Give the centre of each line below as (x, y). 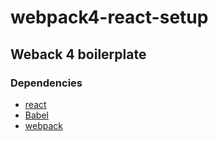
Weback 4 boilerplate (78, 54)
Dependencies (46, 83)
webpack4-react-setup (109, 17)
